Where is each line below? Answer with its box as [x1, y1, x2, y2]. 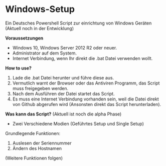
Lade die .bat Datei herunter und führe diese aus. [12, 74, 114, 80]
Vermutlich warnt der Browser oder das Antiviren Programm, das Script [12, 80, 160, 86]
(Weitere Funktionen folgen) [5, 155, 63, 161]
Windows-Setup [5, 3, 75, 15]
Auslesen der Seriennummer [12, 140, 72, 146]
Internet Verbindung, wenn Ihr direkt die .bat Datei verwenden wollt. [12, 55, 153, 61]
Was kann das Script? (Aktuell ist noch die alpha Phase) [5, 111, 122, 117]
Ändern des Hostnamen [12, 145, 62, 151]
